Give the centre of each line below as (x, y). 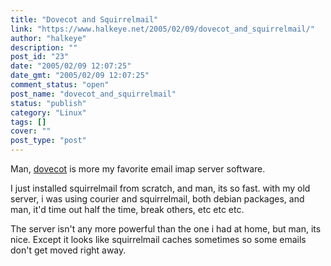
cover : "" (31, 131)
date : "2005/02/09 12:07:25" (71, 66)
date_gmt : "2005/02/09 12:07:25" (80, 76)
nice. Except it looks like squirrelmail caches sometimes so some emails (158, 239)
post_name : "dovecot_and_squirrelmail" (93, 94)
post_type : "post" (48, 141)
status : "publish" (48, 103)
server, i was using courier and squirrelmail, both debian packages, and (157, 199)
